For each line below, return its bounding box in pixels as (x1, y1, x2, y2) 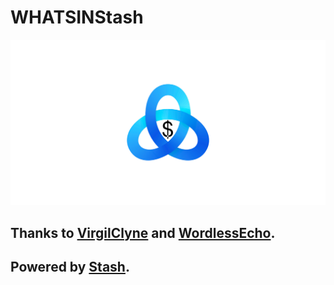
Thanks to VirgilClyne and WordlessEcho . (10, 224, 276, 241)
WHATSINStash (10, 6, 144, 29)
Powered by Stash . (10, 259, 130, 276)
